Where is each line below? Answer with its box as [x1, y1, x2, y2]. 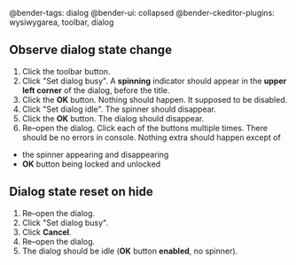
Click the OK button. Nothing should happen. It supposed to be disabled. [21, 94, 288, 105]
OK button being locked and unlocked [21, 159, 161, 169]
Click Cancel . [21, 226, 73, 238]
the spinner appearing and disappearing [21, 149, 169, 160]
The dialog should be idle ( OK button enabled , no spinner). [21, 246, 238, 256]
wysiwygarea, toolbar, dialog [9, 17, 114, 27]
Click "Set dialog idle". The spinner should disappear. [21, 104, 217, 114]
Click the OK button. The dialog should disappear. [21, 113, 205, 123]
